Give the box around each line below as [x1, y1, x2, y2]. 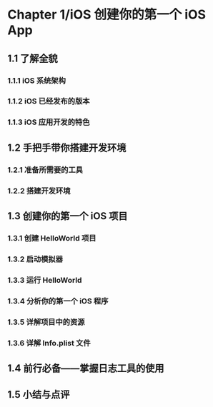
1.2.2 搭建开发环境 [7, 186, 71, 196]
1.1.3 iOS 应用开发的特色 [7, 117, 90, 127]
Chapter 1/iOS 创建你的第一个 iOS [7, 6, 206, 23]
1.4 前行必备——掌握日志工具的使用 [7, 362, 164, 374]
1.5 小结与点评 [7, 388, 70, 401]
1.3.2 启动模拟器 [7, 254, 63, 264]
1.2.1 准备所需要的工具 [7, 165, 84, 175]
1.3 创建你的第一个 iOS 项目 [7, 210, 128, 222]
